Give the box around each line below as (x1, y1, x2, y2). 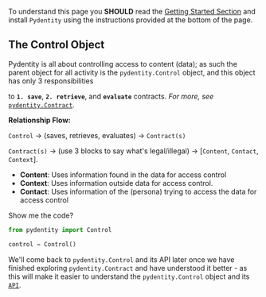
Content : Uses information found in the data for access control (19, 170, 227, 179)
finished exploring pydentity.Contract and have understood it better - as (8, 263, 248, 272)
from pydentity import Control (8, 226, 112, 233)
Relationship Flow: (8, 115, 71, 125)
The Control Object (8, 38, 105, 52)
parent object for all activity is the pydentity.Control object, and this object (8, 67, 256, 77)
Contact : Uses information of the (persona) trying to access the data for (19, 187, 257, 196)
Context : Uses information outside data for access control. (19, 178, 213, 187)
